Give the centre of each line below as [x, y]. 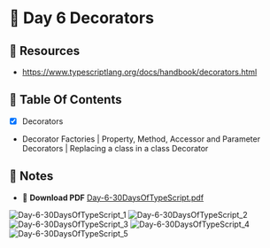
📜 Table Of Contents [66, 100]
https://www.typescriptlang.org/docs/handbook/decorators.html [139, 72]
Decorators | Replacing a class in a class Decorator [115, 148]
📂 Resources [45, 51]
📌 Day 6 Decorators [82, 18]
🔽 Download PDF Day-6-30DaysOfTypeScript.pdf [113, 198]
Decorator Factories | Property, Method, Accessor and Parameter [141, 139]
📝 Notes [31, 176]
